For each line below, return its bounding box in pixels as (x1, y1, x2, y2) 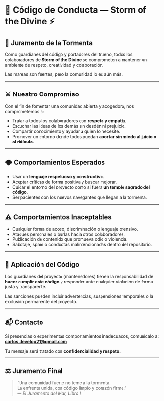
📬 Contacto (5, 318, 43, 326)
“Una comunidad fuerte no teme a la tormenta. (17, 379, 111, 386)
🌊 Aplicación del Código (5, 260, 80, 269)
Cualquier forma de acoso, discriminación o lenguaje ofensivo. (12, 226, 138, 232)
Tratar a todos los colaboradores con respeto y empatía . (12, 118, 127, 124)
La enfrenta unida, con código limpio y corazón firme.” (17, 385, 127, 391)
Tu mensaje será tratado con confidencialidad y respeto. (5, 348, 121, 354)
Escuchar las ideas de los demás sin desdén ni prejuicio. (12, 123, 126, 129)
